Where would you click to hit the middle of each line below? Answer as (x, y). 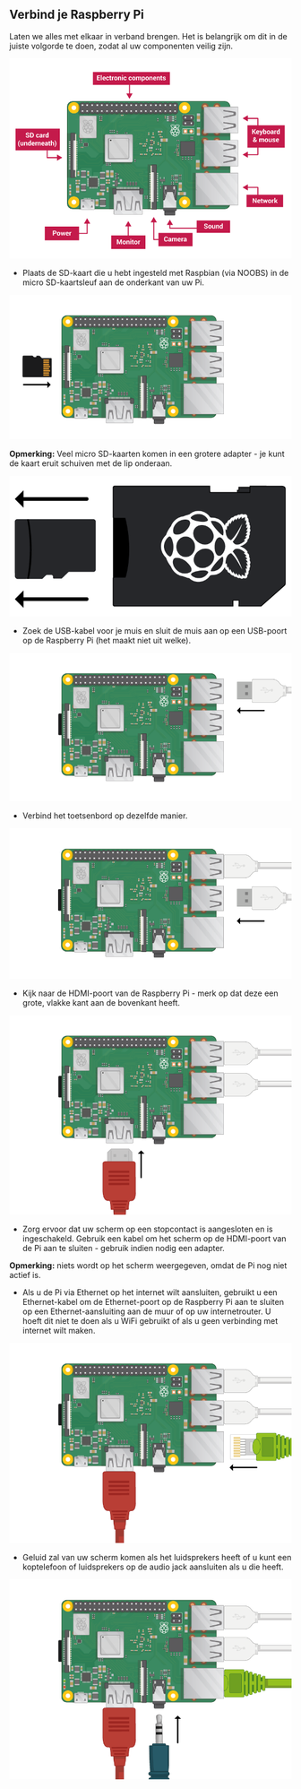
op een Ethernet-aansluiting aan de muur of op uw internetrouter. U (146, 1311)
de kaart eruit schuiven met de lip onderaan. (91, 463)
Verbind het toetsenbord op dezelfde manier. (105, 816)
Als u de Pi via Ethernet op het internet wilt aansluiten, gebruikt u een (150, 1292)
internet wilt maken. (59, 1331)
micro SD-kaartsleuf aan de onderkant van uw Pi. (113, 282)
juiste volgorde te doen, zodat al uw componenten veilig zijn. (121, 46)
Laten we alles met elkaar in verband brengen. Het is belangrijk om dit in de (149, 36)
